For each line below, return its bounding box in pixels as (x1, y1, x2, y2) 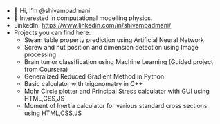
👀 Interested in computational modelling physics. (13, 14, 153, 22)
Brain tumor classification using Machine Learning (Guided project (24, 58, 213, 65)
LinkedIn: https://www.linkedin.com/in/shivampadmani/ (13, 21, 172, 29)
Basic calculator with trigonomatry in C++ (24, 80, 143, 87)
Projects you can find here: (13, 28, 91, 37)
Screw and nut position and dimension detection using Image (24, 43, 199, 51)
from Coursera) (24, 65, 68, 73)
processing (24, 50, 57, 59)
